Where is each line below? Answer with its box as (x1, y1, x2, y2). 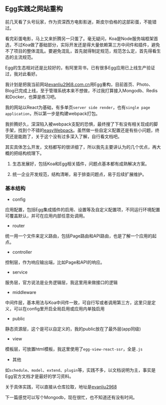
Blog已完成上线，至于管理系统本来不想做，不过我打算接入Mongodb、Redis (5, 87, 158, 93)
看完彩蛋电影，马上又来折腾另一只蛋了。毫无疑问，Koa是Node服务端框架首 (5, 35, 158, 41)
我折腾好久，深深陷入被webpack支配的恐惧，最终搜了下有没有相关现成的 (5, 121, 154, 127)
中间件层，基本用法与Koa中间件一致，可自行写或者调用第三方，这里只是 (5, 299, 152, 306)
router (12, 223, 25, 229)
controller (12, 249, 32, 255)
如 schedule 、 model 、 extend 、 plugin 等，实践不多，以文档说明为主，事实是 (5, 367, 156, 373)
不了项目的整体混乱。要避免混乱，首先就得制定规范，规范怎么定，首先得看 (5, 48, 157, 54)
